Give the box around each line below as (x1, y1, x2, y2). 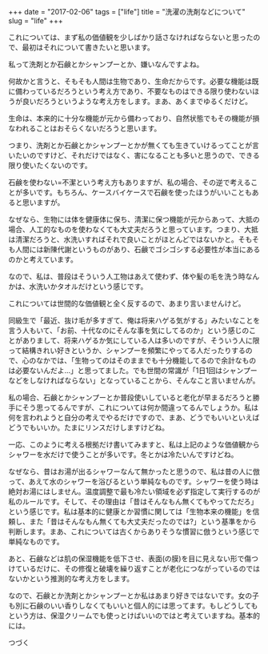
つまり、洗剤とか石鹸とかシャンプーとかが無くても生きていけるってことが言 (8, 141, 260, 150)
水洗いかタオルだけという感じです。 (29, 282, 148, 291)
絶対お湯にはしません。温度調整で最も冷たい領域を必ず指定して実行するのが (8, 487, 261, 496)
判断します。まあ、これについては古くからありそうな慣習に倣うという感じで (8, 527, 260, 536)
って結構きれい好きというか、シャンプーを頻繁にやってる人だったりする (8, 346, 246, 355)
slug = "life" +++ (8, 16, 64, 26)
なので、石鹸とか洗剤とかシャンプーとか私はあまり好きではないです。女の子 (8, 591, 260, 600)
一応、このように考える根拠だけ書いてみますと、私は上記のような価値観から (8, 439, 260, 449)
